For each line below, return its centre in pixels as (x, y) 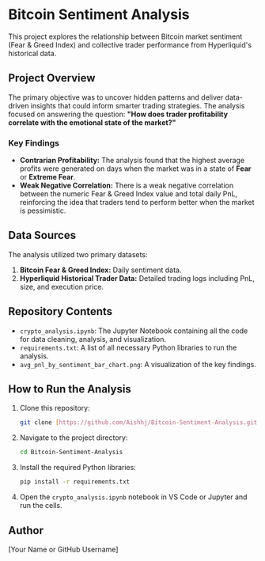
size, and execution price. (62, 286)
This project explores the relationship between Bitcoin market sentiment (125, 36)
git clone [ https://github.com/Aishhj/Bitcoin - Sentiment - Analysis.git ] (140, 423)
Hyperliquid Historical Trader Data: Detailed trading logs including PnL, (137, 278)
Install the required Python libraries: (78, 468)
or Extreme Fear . (47, 177)
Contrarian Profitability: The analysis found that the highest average (132, 161)
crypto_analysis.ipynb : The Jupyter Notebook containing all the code (134, 331)
